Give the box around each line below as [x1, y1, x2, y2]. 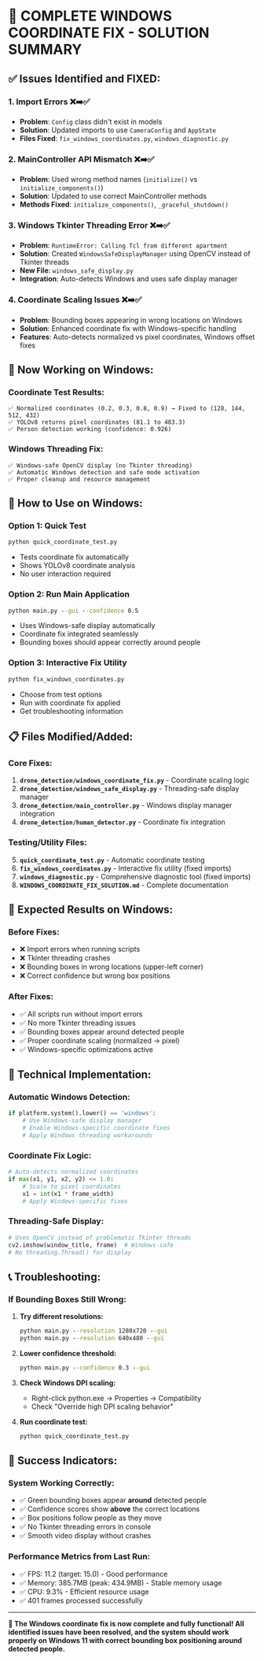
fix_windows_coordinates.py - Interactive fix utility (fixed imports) [19, 863, 232, 873]
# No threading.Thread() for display [8, 1248, 132, 1256]
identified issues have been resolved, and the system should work [8, 1627, 229, 1637]
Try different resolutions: [19, 1312, 104, 1321]
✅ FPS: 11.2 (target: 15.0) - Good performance [19, 1569, 168, 1578]
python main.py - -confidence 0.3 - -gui [19, 1363, 151, 1372]
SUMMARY [8, 41, 82, 58]
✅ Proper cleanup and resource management [8, 475, 151, 483]
